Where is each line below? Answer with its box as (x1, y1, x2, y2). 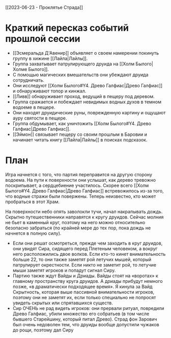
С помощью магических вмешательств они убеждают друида (12, 71, 149, 78)
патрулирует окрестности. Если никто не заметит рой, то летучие (12, 261, 157, 268)
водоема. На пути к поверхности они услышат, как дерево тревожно (5, 177, 156, 183)
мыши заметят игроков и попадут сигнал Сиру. (12, 267, 116, 273)
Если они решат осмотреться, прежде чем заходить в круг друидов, (12, 240, 163, 246)
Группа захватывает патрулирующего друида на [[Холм (12, 61, 135, 67)
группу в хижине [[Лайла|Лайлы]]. (12, 55, 88, 61)
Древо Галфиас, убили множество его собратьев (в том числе (12, 310, 150, 317)
